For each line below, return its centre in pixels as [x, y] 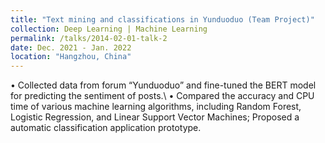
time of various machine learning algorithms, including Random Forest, [156, 107]
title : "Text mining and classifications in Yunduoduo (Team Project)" [162, 19]
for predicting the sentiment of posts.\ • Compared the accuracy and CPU [162, 96]
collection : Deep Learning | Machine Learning [109, 29]
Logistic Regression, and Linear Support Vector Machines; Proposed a [155, 117]
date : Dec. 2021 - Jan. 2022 [71, 47]
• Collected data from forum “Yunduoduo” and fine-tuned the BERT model [163, 85]
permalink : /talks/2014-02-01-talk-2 [89, 38]
